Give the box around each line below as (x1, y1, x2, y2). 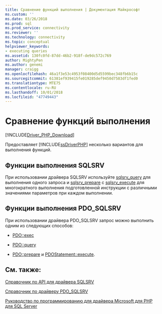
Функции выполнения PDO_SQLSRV (5, 204, 121, 213)
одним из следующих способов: (5, 223, 74, 229)
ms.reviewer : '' (5, 30, 39, 35)
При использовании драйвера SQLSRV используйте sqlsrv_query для (5, 174, 151, 180)
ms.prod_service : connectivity (5, 26, 70, 31)
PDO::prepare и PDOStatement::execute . (12, 251, 95, 257)
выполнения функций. (5, 147, 52, 153)
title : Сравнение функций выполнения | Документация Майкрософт (5, 7, 140, 12)
